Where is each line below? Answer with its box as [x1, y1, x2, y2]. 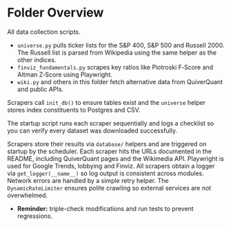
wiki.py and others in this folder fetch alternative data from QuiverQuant [17, 77, 223, 86]
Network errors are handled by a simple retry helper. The [7, 176, 169, 184]
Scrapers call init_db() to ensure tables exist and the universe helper [7, 98, 205, 106]
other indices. [17, 55, 57, 63]
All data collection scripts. [7, 28, 81, 36]
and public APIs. [17, 85, 64, 93]
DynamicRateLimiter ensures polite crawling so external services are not [7, 184, 212, 192]
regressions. [17, 212, 53, 220]
